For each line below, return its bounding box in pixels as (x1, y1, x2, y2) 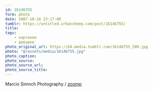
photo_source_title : (5, 68, 48, 73)
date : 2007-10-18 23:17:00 (5, 16, 61, 21)
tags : (5, 30, 16, 35)
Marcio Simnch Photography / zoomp (5, 81, 82, 87)
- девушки (14, 40, 35, 45)
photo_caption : (5, 53, 37, 59)
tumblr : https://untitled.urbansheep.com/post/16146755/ (5, 21, 126, 26)
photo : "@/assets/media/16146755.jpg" (5, 49, 86, 54)
